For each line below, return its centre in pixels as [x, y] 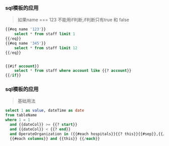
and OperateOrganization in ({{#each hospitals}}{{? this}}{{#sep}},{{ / [88, 134]
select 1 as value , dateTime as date [45, 111]
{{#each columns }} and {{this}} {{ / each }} [55, 138]
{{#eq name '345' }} [26, 43]
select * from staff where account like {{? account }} [73, 71]
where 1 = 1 [18, 120]
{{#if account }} [22, 66]
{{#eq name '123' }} [26, 29]
